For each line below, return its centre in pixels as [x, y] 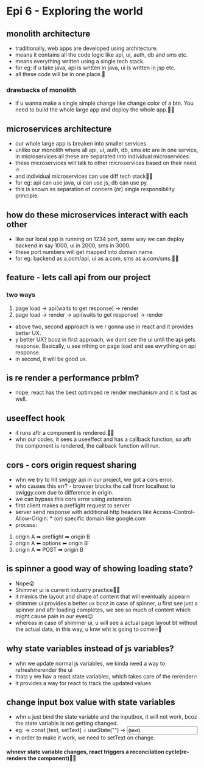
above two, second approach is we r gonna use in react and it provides [104, 326]
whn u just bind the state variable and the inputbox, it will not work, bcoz [106, 717]
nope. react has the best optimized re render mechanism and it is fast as [106, 393]
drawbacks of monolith [41, 90]
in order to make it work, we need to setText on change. [85, 738]
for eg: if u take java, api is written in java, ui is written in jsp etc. [95, 68]
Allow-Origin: [32, 518]
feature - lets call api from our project [79, 277]
